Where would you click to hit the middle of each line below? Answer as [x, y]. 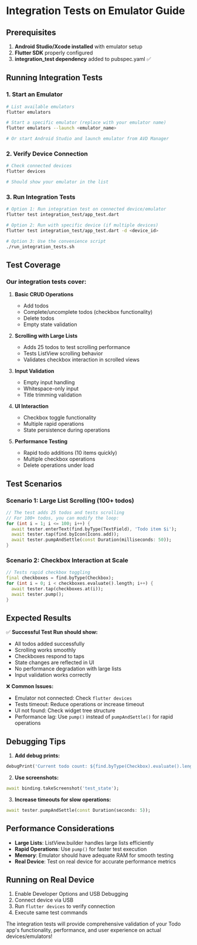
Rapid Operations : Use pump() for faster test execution [81, 849]
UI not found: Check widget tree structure [65, 710]
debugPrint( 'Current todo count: [47, 767]
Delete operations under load [59, 465]
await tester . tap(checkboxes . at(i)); [57, 589]
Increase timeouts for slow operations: [63, 800]
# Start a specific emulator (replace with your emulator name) [86, 123]
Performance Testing [41, 442]
